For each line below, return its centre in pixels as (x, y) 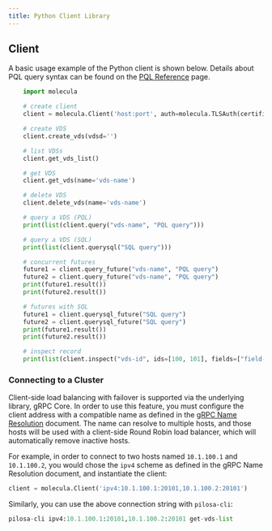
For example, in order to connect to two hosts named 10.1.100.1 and (123, 456)
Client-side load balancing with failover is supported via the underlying (126, 398)
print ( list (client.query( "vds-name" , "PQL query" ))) (114, 225)
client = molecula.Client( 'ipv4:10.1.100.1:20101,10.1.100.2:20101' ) (128, 489)
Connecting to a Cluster (56, 380)
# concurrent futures (59, 262)
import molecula (51, 92)
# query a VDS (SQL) (57, 240)
